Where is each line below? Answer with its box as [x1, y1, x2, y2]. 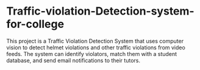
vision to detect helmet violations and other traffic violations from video [6, 44, 186, 51]
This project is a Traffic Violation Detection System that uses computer [6, 37, 184, 44]
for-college [6, 17, 65, 31]
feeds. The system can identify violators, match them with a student [6, 50, 177, 57]
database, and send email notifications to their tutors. [6, 57, 140, 64]
